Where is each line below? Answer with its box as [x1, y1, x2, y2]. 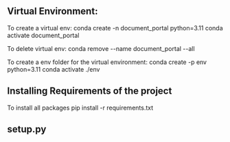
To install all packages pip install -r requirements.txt [7, 103, 154, 112]
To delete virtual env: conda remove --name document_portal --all [7, 44, 195, 52]
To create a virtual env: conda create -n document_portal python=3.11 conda [7, 23, 223, 32]
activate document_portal [7, 31, 80, 39]
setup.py [7, 123, 47, 135]
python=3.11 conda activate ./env [7, 65, 100, 73]
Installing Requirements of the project [7, 85, 172, 97]
